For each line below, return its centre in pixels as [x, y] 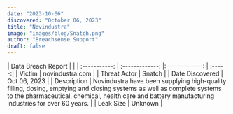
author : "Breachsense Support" [53, 40]
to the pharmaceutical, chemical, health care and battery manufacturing [111, 96]
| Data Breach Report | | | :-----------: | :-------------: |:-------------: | [108, 66]
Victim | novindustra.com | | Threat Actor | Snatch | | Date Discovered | [121, 73]
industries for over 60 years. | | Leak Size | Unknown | [85, 103]
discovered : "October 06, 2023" [54, 20]
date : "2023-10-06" [36, 14]
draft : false [26, 46]
